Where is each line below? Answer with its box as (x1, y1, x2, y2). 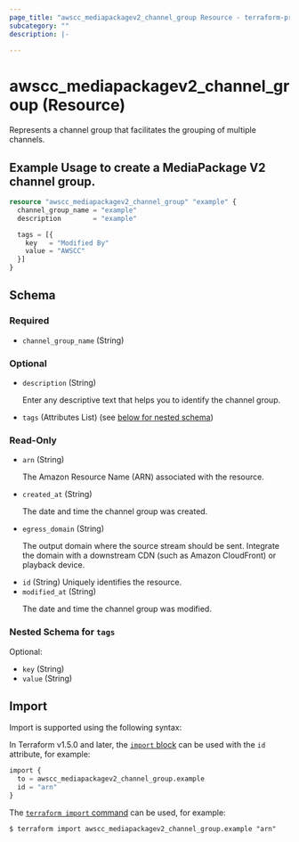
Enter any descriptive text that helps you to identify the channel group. (21, 394, 281, 405)
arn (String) (21, 454, 65, 465)
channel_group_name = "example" (17, 206, 138, 215)
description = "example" (17, 214, 138, 223)
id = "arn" (17, 783, 58, 792)
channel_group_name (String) (21, 335, 125, 346)
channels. (9, 135, 45, 145)
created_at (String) (21, 489, 93, 500)
